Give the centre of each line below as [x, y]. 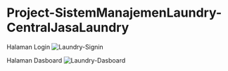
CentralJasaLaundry [68, 27]
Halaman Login [28, 47]
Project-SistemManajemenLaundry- [114, 13]
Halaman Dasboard [34, 60]
